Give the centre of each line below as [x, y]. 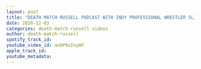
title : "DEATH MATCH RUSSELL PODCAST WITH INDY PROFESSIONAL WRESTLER [96, 17]
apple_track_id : [26, 51]
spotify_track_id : [29, 40]
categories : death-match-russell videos [57, 28]
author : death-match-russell [42, 34]
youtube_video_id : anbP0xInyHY [45, 46]
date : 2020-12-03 [28, 23]
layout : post [22, 12]
